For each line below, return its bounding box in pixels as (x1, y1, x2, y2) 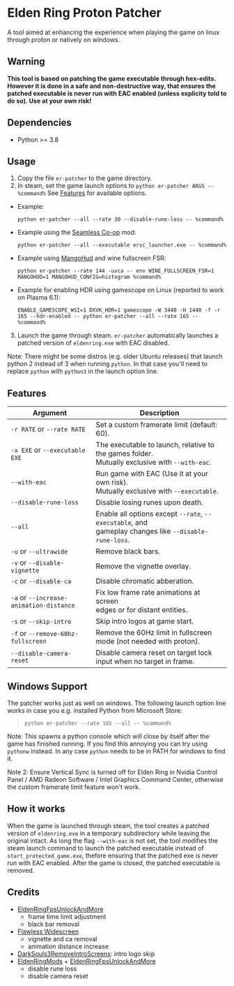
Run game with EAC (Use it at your (95, 469, 209, 479)
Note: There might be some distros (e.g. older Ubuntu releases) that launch (7, 352, 223, 361)
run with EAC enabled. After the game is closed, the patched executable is (7, 858, 221, 867)
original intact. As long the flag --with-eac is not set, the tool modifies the (7, 836, 218, 845)
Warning (7, 56, 45, 68)
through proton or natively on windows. (7, 35, 120, 43)
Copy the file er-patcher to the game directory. (17, 174, 153, 182)
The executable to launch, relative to (95, 440, 214, 450)
